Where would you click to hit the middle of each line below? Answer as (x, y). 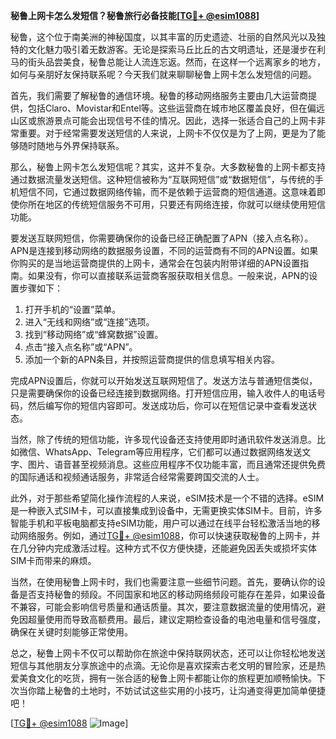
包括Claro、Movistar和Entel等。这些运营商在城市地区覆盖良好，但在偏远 (176, 108)
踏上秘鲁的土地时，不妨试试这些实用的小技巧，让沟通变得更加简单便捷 (181, 690)
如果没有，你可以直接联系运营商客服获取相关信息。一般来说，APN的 (168, 275)
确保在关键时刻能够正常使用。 (71, 632)
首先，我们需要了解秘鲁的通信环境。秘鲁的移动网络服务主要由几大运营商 (159, 95)
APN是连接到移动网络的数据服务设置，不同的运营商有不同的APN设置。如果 (164, 250)
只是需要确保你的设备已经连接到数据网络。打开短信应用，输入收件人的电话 (163, 393)
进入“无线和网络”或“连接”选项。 (89, 322)
